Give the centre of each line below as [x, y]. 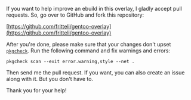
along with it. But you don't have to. [50, 79]
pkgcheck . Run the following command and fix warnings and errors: [88, 51]
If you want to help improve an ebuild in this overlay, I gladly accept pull [94, 9]
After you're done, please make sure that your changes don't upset [89, 44]
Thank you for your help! [36, 90]
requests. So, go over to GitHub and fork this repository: [75, 15]
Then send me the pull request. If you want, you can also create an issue [95, 73]
